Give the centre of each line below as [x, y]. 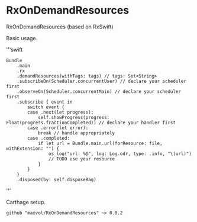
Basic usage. [22, 38]
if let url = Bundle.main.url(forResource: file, [100, 143]
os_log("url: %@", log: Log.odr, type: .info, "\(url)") [120, 154]
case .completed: [49, 138]
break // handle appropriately [76, 133]
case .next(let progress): [61, 112]
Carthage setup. [26, 202]
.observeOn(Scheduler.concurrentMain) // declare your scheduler [99, 91]
